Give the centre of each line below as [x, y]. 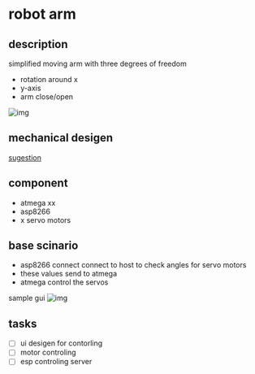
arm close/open [47, 97]
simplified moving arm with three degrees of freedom [97, 63]
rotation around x [49, 79]
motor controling [48, 352]
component [38, 183]
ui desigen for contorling [61, 343]
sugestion [25, 157]
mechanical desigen [61, 138]
